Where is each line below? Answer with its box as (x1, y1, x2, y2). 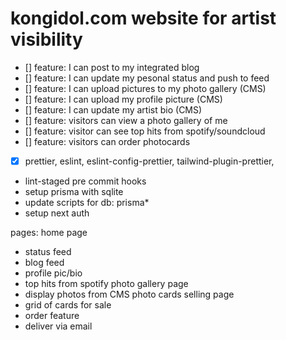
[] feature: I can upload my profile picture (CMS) (24, 93, 223, 105)
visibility (10, 28, 83, 51)
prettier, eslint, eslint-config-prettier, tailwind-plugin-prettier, (24, 155, 275, 167)
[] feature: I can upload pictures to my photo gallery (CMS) (24, 82, 267, 94)
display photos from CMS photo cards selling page (24, 288, 235, 300)
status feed (24, 246, 72, 257)
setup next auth (24, 207, 90, 219)
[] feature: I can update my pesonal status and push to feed (24, 72, 270, 84)
